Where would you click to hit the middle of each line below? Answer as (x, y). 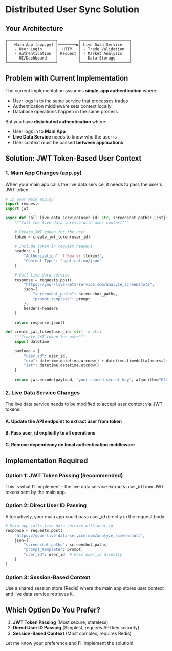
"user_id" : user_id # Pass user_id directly (73, 555)
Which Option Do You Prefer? (53, 610)
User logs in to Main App (39, 131)
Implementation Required (47, 461)
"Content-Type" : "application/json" (63, 261)
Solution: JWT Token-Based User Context (73, 158)
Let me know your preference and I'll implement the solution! (69, 643)
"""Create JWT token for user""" (50, 337)
